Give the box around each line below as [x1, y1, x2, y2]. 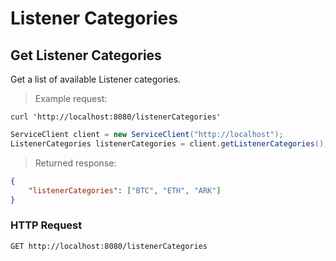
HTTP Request [10, 218, 83, 232]
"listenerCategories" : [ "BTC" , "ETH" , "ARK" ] [28, 185, 222, 196]
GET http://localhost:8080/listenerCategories [10, 241, 208, 251]
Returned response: [34, 157, 117, 169]
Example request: [34, 93, 108, 104]
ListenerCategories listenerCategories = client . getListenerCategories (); [10, 138, 329, 149]
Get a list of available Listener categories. [10, 73, 182, 85]
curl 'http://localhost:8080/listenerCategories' [10, 112, 222, 122]
